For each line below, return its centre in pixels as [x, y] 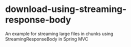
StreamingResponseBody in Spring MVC [47, 39]
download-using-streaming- [66, 9]
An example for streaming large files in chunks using [59, 33]
